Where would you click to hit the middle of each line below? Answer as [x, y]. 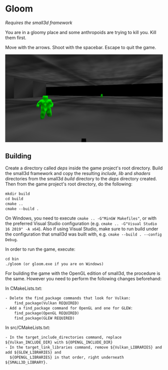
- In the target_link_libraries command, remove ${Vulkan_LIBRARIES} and [84, 347]
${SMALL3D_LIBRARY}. [27, 362]
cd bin [12, 259]
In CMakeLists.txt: [24, 288]
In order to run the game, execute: [40, 249]
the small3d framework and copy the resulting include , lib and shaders [78, 173]
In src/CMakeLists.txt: [28, 328]
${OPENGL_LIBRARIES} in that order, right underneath [67, 357]
